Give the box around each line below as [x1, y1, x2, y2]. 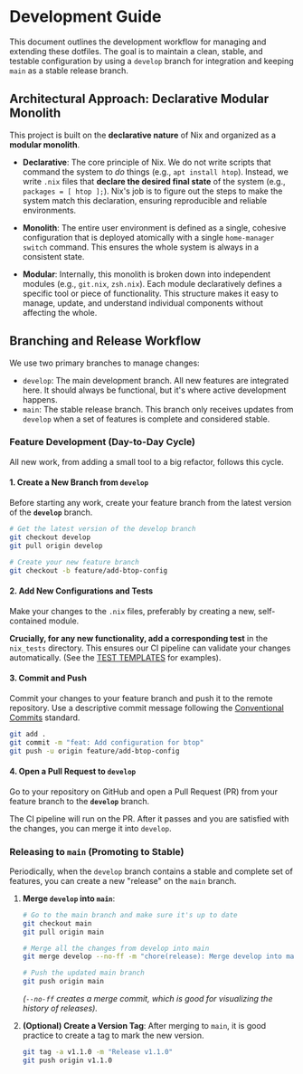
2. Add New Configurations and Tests [9, 585, 154, 596]
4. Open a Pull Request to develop [9, 766, 137, 777]
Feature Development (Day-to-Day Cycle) [9, 436, 196, 449]
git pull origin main [22, 927, 104, 936]
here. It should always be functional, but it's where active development [22, 385, 287, 395]
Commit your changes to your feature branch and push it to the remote [9, 692, 273, 703]
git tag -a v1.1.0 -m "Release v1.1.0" [22, 1048, 174, 1057]
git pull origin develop [9, 541, 103, 550]
